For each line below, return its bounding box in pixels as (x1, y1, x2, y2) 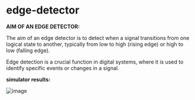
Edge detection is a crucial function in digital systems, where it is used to (6, 58, 184, 65)
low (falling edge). (6, 46, 50, 54)
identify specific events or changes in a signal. (6, 64, 119, 71)
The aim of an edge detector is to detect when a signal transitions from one (6, 34, 190, 41)
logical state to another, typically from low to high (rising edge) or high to (6, 41, 184, 48)
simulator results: (6, 76, 51, 83)
